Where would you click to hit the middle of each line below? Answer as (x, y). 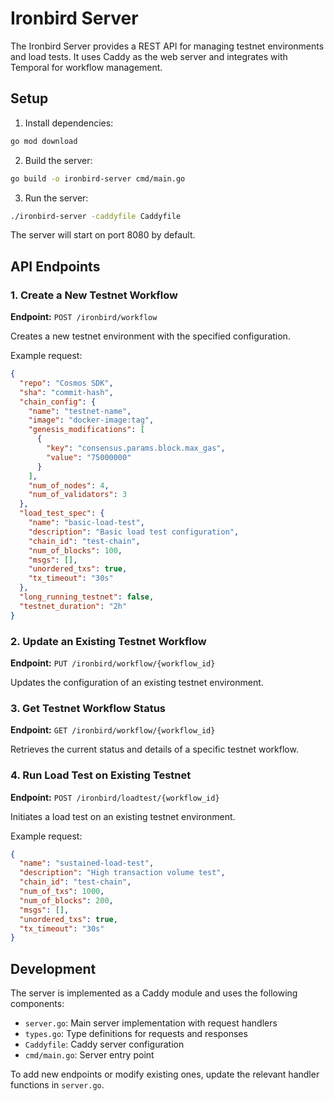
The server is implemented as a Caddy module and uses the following (154, 993)
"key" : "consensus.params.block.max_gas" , (136, 448)
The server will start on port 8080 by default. (103, 235)
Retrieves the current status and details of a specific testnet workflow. (154, 749)
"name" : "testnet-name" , (80, 411)
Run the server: (56, 198)
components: (37, 1004)
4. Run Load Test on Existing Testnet (101, 775)
